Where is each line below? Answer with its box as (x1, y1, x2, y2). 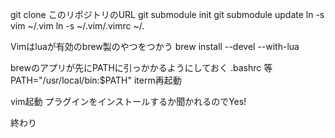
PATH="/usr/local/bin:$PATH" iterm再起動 (10, 74, 182, 86)
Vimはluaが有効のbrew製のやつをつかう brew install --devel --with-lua (10, 41, 300, 52)
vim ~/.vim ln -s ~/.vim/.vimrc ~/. (10, 20, 145, 32)
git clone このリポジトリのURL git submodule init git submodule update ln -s (10, 9, 325, 20)
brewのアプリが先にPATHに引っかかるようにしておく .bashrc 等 (10, 62, 273, 73)
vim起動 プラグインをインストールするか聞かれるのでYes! (10, 96, 247, 107)
